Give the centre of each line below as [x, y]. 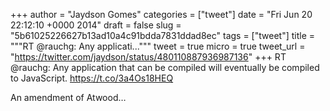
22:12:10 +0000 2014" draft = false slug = [96, 25]
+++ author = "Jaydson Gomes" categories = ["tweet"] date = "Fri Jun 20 [161, 14]
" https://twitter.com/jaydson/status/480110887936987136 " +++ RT [148, 57]
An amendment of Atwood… [68, 97]
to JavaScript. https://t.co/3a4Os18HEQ [92, 78]
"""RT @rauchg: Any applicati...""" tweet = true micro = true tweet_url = [158, 46]
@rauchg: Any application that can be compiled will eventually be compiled [165, 67]
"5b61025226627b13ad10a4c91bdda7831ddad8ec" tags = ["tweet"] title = [163, 35]
